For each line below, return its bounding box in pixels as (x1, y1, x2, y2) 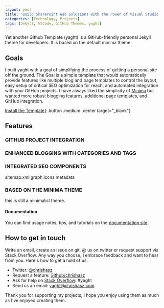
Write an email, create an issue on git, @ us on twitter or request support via (5, 247, 159, 253)
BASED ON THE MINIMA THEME (5, 186, 82, 193)
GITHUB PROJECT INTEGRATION (5, 137, 85, 143)
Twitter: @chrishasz (12, 267, 53, 273)
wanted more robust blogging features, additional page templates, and (5, 93, 147, 99)
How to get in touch (5, 234, 66, 242)
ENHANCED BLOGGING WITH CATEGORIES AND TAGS (5, 150, 136, 157)
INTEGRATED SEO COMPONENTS (5, 163, 87, 170)
